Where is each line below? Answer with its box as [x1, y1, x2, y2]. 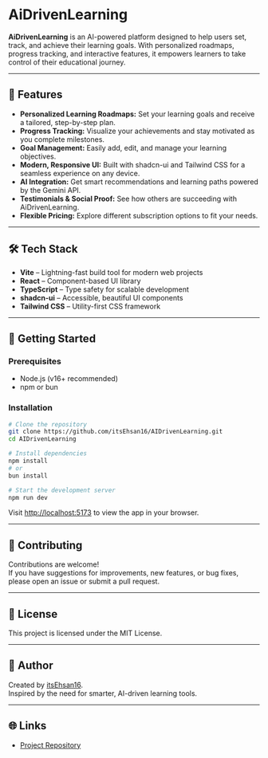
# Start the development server [8, 486, 116, 494]
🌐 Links [8, 719, 47, 732]
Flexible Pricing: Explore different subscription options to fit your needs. [19, 210, 258, 220]
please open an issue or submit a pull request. [8, 576, 160, 587]
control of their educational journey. [8, 57, 126, 67]
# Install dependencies [8, 450, 88, 458]
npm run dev [8, 493, 48, 501]
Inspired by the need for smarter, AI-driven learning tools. [8, 688, 198, 698]
